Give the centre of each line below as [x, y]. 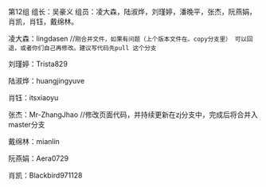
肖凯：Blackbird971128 [45, 175]
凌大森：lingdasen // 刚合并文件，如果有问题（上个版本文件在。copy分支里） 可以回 [131, 39]
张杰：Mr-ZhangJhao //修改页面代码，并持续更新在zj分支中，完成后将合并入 [133, 115]
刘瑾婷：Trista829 [38, 64]
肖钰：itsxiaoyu [33, 97]
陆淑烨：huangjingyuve [47, 81]
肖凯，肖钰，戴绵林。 [43, 21]
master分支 [27, 125]
